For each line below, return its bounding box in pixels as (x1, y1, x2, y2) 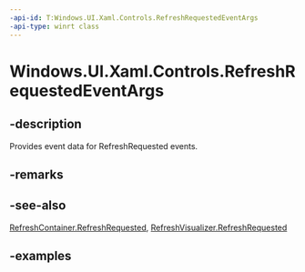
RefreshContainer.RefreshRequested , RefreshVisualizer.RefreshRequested (9, 222, 288, 233)
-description (9, 116, 82, 132)
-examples (9, 248, 72, 264)
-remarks (9, 166, 64, 182)
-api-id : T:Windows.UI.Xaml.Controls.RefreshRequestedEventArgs (9, 13, 259, 23)
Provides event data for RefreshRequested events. (9, 140, 198, 151)
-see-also (9, 197, 66, 214)
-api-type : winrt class (9, 22, 100, 31)
